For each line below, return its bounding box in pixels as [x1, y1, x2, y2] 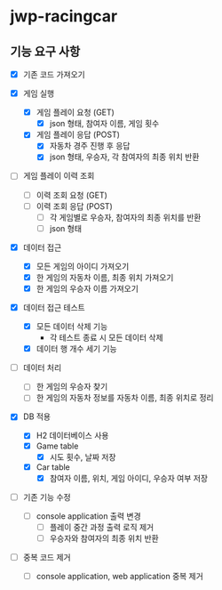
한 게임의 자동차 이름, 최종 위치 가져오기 [36, 271, 174, 282]
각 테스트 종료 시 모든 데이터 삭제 [49, 332, 163, 343]
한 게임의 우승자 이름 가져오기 [36, 283, 139, 294]
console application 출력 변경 [36, 510, 141, 521]
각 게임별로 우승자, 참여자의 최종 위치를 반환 [49, 212, 202, 222]
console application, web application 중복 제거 [36, 571, 203, 582]
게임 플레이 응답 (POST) [36, 129, 121, 140]
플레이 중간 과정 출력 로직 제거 [49, 521, 155, 532]
